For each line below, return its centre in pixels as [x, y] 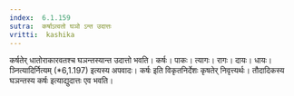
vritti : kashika [42, 34]
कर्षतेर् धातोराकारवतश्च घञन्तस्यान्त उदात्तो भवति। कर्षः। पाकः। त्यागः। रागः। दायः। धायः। [141, 61]
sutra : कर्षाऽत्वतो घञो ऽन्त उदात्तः [60, 26]
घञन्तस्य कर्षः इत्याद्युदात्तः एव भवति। [61, 81]
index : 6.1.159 [40, 18]
